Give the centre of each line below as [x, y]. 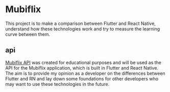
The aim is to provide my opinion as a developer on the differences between [85, 73]
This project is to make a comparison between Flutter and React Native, [80, 23]
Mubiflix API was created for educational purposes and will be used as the [83, 63]
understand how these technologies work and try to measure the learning [83, 28]
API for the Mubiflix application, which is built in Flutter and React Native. [82, 68]
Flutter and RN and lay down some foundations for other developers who [82, 79]
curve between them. [28, 34]
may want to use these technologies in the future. [57, 84]
